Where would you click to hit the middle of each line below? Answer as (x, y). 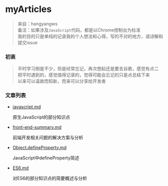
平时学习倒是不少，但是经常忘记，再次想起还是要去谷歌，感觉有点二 (88, 69)
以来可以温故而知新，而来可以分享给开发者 (62, 81)
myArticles (28, 9)
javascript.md (27, 107)
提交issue (27, 42)
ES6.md (21, 168)
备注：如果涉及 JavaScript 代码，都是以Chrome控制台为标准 (79, 30)
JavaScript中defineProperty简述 (46, 158)
